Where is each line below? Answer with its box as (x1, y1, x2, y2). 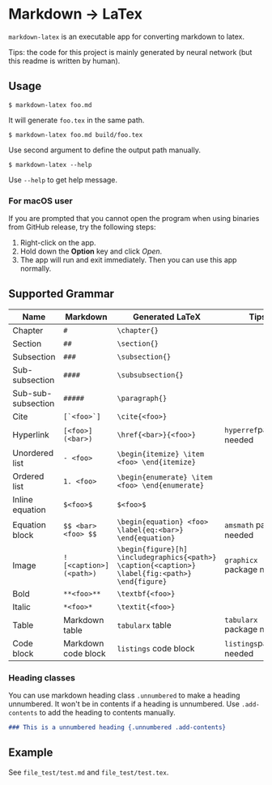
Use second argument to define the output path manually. (8, 145, 201, 155)
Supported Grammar (8, 287, 115, 301)
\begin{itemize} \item (117, 449, 205, 459)
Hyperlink (12, 429, 50, 440)
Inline (12, 493, 34, 505)
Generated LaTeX (132, 311, 201, 322)
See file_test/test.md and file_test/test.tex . (8, 767, 169, 777)
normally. (19, 264, 52, 274)
